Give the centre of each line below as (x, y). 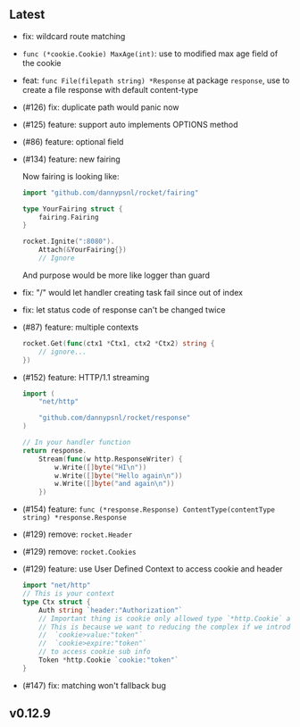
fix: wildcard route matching (74, 36)
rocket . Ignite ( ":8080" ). (68, 242)
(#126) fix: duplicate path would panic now (100, 107)
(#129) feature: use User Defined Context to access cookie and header (152, 569)
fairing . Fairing (69, 217)
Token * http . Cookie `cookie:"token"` (109, 660)
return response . (54, 450)
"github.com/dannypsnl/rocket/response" (115, 418)
